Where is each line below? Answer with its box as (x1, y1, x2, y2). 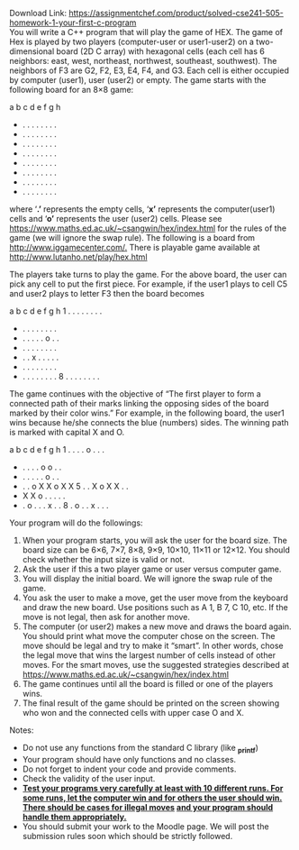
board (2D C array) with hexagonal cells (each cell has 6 (56, 46, 266, 57)
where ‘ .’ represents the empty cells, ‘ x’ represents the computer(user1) (9, 204, 276, 215)
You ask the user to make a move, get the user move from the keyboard (22, 592, 288, 603)
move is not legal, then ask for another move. (22, 612, 191, 622)
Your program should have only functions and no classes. (22, 754, 237, 764)
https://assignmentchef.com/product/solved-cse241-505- (68, 8, 284, 18)
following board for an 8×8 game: (9, 85, 134, 95)
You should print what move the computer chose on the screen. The (22, 631, 276, 641)
